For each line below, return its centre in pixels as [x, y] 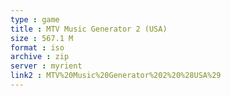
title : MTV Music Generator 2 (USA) [89, 29]
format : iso [37, 47]
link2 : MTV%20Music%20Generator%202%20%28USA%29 [116, 76]
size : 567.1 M [42, 38]
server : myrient [46, 66]
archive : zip [40, 57]
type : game [35, 19]
